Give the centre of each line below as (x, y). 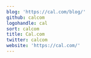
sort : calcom (23, 29)
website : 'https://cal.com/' (43, 46)
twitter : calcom (27, 40)
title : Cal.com (26, 34)
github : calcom (26, 18)
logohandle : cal (27, 23)
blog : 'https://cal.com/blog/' (46, 12)
